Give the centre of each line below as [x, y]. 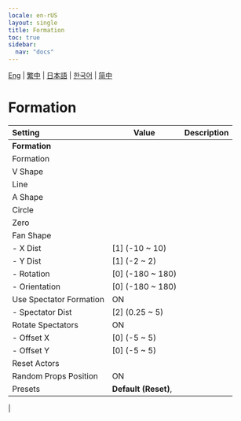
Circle [23, 209]
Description [206, 132]
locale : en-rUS [33, 15]
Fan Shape [32, 235]
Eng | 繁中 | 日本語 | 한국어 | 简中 [60, 75]
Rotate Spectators [45, 325]
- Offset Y [31, 350]
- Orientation [37, 286]
